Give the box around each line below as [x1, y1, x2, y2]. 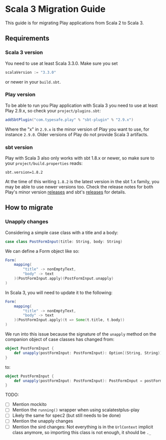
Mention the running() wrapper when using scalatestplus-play [12, 407, 140, 413]
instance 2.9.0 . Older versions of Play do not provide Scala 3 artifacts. [5, 131, 149, 137]
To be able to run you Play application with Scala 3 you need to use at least [5, 102, 158, 108]
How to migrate [5, 203, 53, 212]
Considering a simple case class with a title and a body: [5, 229, 119, 236]
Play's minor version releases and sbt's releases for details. [5, 189, 126, 195]
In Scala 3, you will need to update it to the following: [5, 290, 113, 295]
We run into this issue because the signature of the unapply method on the [5, 331, 157, 337]
